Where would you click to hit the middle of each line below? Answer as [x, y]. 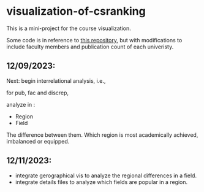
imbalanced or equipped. [38, 141]
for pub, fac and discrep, [38, 93]
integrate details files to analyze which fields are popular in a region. [101, 182]
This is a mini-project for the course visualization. [69, 28]
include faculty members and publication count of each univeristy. [90, 47]
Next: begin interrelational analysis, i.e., [56, 80]
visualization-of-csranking [76, 11]
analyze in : [21, 104]
